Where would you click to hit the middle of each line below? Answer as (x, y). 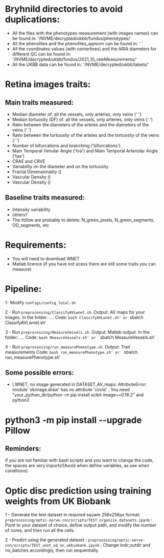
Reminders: (23, 449)
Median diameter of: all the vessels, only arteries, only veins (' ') (77, 114)
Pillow (18, 430)
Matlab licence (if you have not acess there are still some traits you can (84, 264)
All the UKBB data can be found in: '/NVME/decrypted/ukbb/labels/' (81, 64)
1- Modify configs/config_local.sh (40, 302)
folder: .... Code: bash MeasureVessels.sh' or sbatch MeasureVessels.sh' (80, 337)
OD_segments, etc (31, 225)
